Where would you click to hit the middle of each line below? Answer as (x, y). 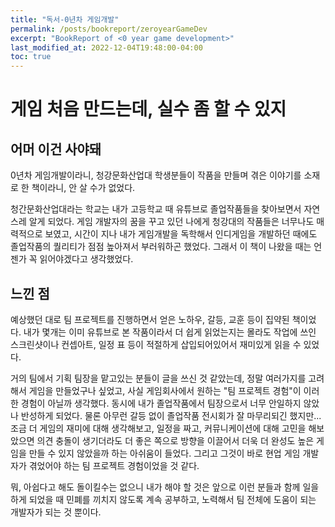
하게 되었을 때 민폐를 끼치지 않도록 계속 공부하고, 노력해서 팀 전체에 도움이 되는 (163, 499)
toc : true (31, 57)
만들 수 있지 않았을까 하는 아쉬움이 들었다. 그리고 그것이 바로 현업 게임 (164, 453)
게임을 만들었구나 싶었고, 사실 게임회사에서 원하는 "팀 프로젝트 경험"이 (165, 390)
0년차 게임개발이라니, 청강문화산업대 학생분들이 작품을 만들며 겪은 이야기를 (156, 175)
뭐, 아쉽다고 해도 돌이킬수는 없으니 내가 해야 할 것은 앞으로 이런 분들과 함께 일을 (165, 487)
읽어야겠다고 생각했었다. (86, 259)
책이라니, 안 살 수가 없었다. (83, 188)
